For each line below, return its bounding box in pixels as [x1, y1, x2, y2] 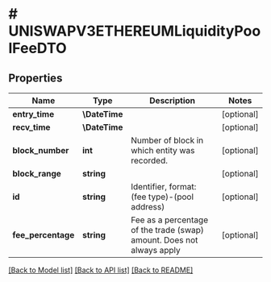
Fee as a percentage [130, 214, 208, 226]
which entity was [130, 145, 195, 156]
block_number [12, 145, 69, 156]
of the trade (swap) [130, 225, 204, 235]
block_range [12, 168, 62, 179]
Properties [8, 71, 63, 85]
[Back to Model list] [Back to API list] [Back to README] [8, 265, 194, 275]
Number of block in [130, 135, 204, 146]
